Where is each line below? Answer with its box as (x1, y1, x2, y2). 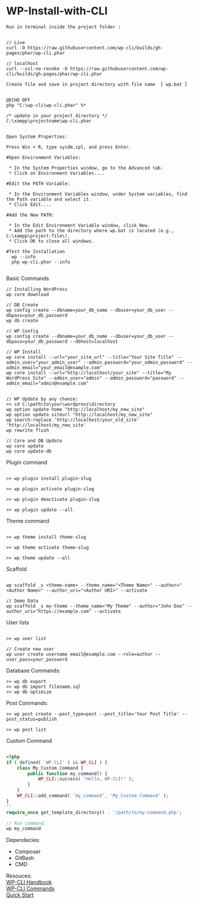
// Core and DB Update (6, 438, 62, 444)
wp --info (11, 254, 36, 260)
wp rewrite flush (6, 427, 49, 433)
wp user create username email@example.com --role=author (6, 651, 153, 657)
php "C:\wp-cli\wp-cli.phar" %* (6, 102, 86, 108)
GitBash (14, 854, 34, 862)
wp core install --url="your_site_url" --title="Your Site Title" (6, 354, 174, 360)
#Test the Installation (6, 248, 65, 254)
